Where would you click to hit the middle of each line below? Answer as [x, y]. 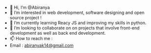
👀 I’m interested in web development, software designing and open [77, 13]
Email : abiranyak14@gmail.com [42, 45]
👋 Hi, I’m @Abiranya [30, 7]
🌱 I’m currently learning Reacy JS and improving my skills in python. [78, 23]
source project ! [26, 18]
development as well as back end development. [58, 33]
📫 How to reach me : [31, 38]
